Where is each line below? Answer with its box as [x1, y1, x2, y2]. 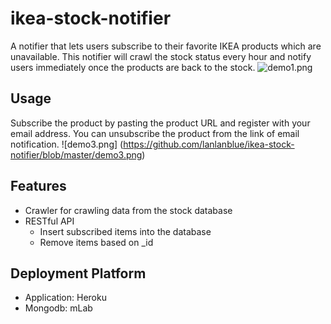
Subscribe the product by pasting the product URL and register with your [10, 117, 311, 129]
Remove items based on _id [39, 236, 154, 248]
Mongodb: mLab [24, 302, 93, 314]
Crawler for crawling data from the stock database [24, 204, 233, 216]
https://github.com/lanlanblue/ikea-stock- [123, 138, 295, 150]
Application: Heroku [24, 292, 107, 304]
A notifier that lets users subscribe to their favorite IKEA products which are [10, 40, 322, 52]
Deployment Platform [10, 265, 147, 282]
